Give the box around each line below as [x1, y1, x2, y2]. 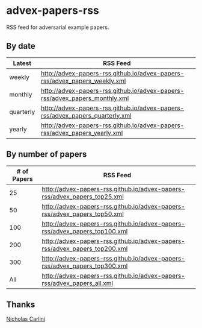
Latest [13, 58, 32, 67]
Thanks [6, 299, 35, 309]
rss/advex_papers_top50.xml [41, 209, 124, 218]
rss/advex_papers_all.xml [41, 279, 113, 287]
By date [6, 41, 35, 51]
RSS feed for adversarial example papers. [6, 24, 109, 31]
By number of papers [6, 149, 87, 160]
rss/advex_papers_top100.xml [41, 227, 128, 235]
